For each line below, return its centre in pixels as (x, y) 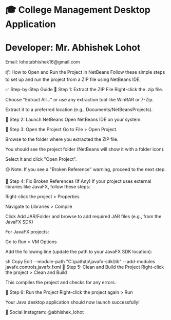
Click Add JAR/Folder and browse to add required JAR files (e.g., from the (83, 217)
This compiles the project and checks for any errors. (61, 283)
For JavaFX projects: (27, 232)
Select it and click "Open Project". (41, 159)
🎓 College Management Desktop (78, 10)
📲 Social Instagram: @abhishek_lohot (44, 312)
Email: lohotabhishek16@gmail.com (43, 62)
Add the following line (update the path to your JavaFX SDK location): (79, 252)
